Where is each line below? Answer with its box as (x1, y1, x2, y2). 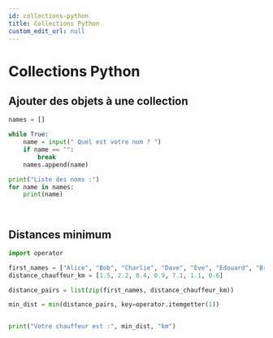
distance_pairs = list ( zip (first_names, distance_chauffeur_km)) (8, 286, 234, 294)
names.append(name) (23, 160, 89, 169)
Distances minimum (8, 227, 112, 241)
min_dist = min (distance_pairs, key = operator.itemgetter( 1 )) (8, 301, 220, 309)
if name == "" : (23, 145, 75, 154)
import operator (8, 249, 63, 257)
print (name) (23, 190, 63, 199)
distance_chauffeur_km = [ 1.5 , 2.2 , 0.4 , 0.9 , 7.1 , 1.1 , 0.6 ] (8, 271, 223, 279)
